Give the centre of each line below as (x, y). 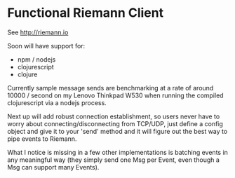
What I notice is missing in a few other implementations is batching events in (117, 152)
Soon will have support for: (46, 46)
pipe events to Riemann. (42, 139)
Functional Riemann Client (85, 13)
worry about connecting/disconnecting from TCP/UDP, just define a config (115, 123)
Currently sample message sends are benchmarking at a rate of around (110, 88)
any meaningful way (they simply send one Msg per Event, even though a (113, 160)
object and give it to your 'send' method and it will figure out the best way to (117, 131)
